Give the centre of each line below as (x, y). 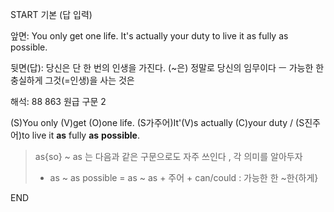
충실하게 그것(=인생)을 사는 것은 (72, 80)
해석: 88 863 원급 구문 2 (58, 101)
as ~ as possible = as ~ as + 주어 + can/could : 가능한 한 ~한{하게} (184, 177)
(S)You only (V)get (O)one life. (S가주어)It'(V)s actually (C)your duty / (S (157, 122)
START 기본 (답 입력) (51, 14)
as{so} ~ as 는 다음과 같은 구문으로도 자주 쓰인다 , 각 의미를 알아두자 (168, 156)
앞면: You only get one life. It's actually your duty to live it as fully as (149, 36)
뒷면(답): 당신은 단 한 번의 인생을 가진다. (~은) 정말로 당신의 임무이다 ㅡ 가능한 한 (167, 67)
